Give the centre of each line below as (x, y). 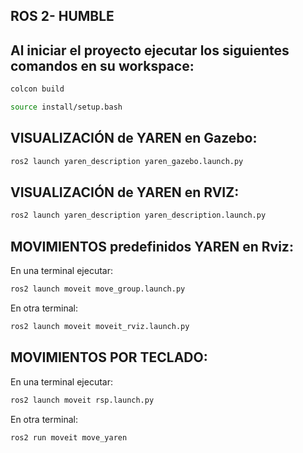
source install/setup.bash (66, 107)
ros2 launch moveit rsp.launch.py (82, 400)
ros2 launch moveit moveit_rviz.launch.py (100, 327)
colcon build (37, 89)
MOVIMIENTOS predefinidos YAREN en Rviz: (152, 246)
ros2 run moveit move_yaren (69, 437)
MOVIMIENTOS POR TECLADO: (109, 357)
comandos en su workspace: (102, 65)
